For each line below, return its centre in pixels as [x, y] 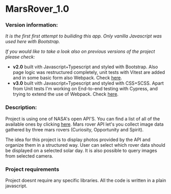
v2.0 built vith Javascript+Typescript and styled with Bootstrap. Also [85, 67]
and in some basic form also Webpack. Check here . [67, 78]
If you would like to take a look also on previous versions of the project [80, 51]
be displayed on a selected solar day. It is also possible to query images [81, 150]
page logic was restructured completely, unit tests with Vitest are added [89, 72]
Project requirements [32, 169]
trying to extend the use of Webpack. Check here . [66, 94]
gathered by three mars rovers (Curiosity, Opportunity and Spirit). [74, 129]
